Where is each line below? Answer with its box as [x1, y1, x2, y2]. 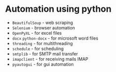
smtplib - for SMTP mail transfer [12, 50, 78, 57]
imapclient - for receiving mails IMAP [12, 56, 88, 62]
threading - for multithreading [12, 40, 73, 46]
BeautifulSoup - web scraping [12, 20, 73, 25]
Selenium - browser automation [12, 24, 75, 30]
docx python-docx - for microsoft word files [12, 35, 98, 41]
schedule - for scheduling [12, 46, 64, 51]
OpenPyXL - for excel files [12, 30, 62, 36]
